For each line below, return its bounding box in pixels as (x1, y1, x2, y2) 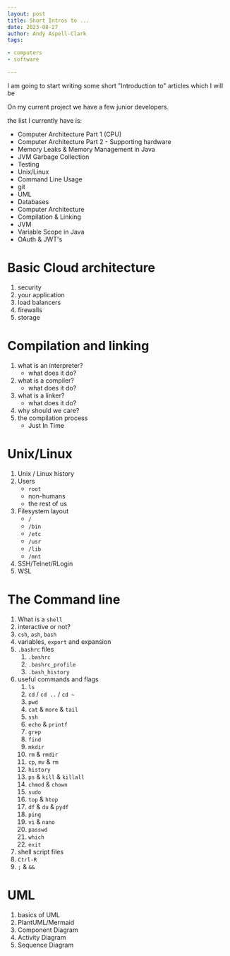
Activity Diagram (17, 933, 66, 941)
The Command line (7, 591, 121, 607)
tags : (7, 37, 23, 44)
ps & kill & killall (28, 772, 85, 781)
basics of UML (17, 910, 60, 919)
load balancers (17, 298, 61, 306)
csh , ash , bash (17, 630, 57, 638)
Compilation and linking (7, 338, 150, 354)
